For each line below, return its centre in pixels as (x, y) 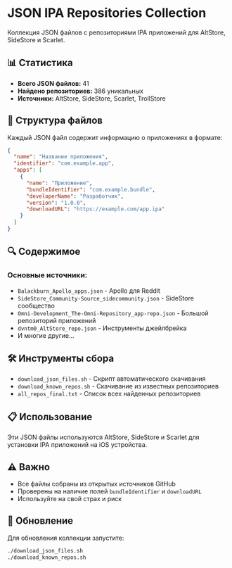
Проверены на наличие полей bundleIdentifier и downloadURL (109, 491)
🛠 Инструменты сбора (61, 359)
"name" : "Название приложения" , (61, 157)
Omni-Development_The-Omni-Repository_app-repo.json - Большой (113, 313)
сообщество (36, 305)
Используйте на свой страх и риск (70, 499)
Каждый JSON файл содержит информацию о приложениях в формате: (115, 137)
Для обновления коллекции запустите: (66, 538)
